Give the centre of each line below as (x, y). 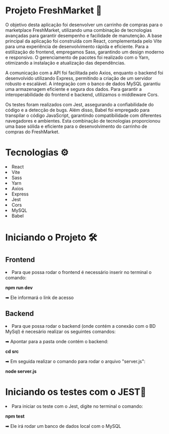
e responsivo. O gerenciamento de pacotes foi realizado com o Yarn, (77, 57)
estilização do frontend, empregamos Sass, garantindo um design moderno (85, 52)
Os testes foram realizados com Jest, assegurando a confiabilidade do (80, 104)
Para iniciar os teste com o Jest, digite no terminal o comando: (78, 406)
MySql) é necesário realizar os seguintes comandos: (61, 331)
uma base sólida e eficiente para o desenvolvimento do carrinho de (76, 126)
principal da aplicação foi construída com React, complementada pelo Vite (83, 41)
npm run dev (19, 287)
